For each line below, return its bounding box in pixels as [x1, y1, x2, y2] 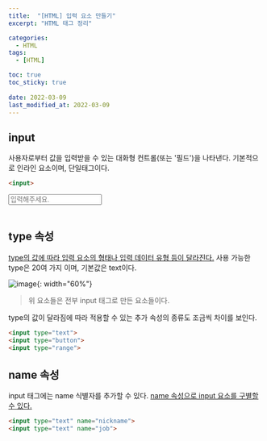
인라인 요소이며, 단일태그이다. [16, 163, 111, 173]
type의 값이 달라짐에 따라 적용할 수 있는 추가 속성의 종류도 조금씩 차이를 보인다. [8, 312, 257, 322]
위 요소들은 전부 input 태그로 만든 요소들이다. [27, 295, 170, 305]
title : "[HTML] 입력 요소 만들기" [8, 11, 116, 20]
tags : [8, 49, 27, 57]
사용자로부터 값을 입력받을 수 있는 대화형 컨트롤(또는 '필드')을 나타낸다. [8, 153, 232, 163]
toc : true [8, 71, 42, 79]
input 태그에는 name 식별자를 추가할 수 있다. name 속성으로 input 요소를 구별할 [8, 391, 259, 401]
